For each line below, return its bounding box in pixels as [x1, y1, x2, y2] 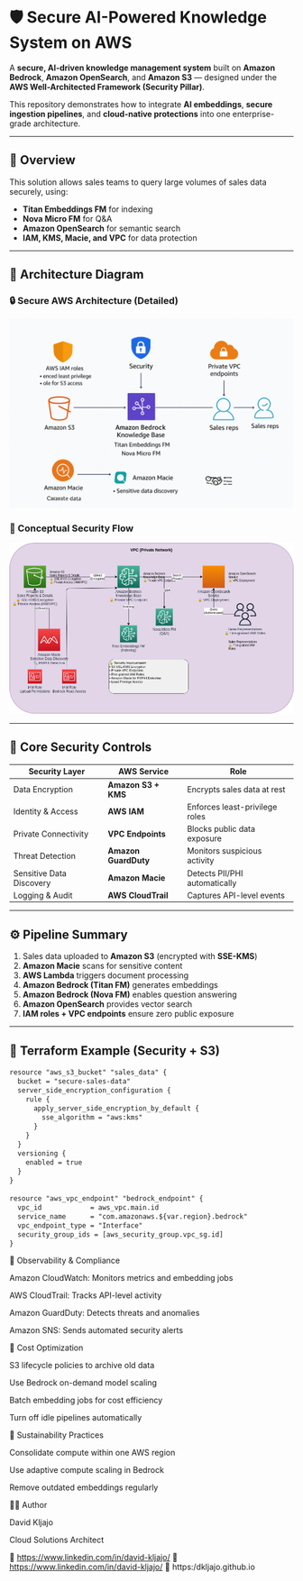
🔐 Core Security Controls [9, 740, 152, 755]
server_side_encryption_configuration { [17, 1085, 171, 1095]
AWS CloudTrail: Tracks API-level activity [9, 1290, 162, 1301]
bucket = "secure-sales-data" [17, 1076, 131, 1086]
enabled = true [25, 1157, 83, 1167]
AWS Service [118, 766, 170, 777]
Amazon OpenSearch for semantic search [22, 223, 181, 233]
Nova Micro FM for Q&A [22, 213, 113, 224]
